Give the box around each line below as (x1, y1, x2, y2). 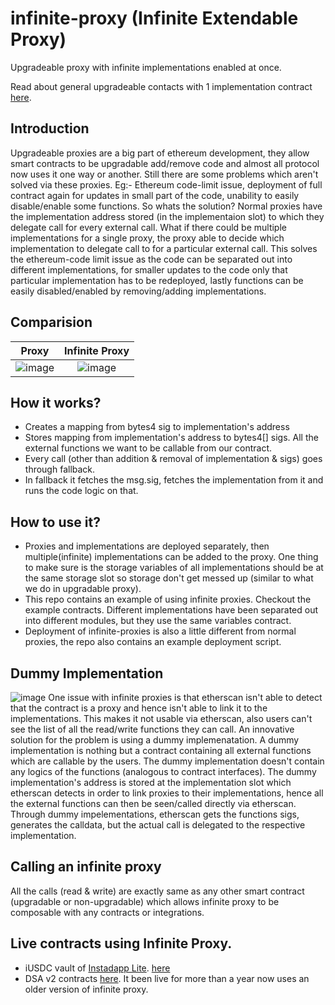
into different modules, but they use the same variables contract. (24, 615, 292, 627)
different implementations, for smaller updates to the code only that (10, 263, 288, 276)
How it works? (10, 394, 102, 411)
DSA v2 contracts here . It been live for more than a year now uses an (24, 972, 310, 984)
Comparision (10, 314, 93, 331)
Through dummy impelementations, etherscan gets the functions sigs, (10, 808, 300, 820)
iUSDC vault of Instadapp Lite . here (24, 962, 171, 974)
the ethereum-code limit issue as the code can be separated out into (10, 253, 293, 265)
